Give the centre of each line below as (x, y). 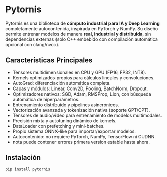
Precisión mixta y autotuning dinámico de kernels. (64, 120)
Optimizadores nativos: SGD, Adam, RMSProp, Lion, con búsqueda (82, 94)
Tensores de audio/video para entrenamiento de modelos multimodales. (87, 115)
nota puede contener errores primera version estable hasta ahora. (81, 142)
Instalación (23, 158)
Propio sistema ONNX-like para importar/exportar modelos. (74, 131)
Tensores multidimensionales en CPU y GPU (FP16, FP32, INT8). (79, 72)
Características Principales (49, 61)
